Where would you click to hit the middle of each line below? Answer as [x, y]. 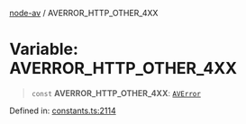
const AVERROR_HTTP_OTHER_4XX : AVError [116, 93]
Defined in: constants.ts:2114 [63, 111]
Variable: [44, 49]
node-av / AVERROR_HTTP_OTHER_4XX [84, 13]
